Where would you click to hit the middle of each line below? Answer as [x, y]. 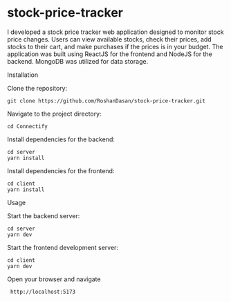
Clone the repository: [37, 88]
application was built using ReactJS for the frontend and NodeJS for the [110, 54]
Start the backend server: [44, 215]
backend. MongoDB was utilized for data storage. [78, 61]
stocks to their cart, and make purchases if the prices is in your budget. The [115, 46]
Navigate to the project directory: [54, 114]
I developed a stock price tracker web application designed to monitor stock [115, 32]
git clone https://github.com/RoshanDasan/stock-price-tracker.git [107, 101]
